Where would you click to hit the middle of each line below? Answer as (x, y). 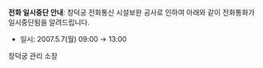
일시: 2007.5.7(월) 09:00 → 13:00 (73, 39)
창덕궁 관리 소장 (33, 56)
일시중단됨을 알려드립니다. (49, 22)
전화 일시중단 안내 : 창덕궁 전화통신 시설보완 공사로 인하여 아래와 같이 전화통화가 (131, 12)
